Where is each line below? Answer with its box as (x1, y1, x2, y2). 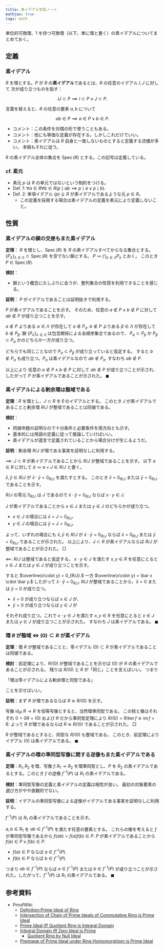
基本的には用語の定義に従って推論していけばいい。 (12, 431, 115, 437)
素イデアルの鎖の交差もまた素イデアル (5, 235, 96, 242)
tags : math (5, 16, 28, 21)
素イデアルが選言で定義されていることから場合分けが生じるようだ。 (12, 437, 149, 443)
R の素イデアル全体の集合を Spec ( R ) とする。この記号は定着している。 (5, 154, 148, 160)
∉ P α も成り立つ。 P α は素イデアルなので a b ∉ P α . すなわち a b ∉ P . (5, 355, 142, 362)
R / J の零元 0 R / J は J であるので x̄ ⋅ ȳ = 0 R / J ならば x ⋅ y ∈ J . (5, 492, 125, 499)
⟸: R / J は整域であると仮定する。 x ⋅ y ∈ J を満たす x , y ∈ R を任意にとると (5, 556, 158, 562)
